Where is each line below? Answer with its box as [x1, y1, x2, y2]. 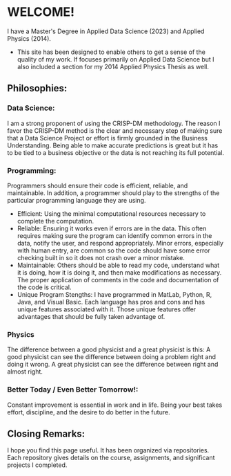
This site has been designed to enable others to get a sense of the [17, 48, 205, 56]
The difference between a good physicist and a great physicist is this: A [7, 345, 211, 354]
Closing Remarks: [7, 428, 86, 439]
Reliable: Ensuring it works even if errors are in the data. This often [17, 224, 207, 232]
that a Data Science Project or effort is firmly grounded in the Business [7, 134, 208, 142]
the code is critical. [17, 283, 72, 291]
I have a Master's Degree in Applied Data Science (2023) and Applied [7, 27, 205, 35]
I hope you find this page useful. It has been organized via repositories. [7, 446, 210, 455]
